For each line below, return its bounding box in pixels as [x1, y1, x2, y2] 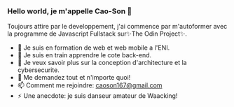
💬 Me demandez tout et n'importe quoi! [17, 73, 131, 82]
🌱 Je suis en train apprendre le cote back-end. [17, 51, 152, 59]
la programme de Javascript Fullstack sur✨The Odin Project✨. [7, 29, 187, 38]
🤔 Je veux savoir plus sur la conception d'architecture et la [17, 59, 187, 67]
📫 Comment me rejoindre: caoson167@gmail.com [17, 81, 163, 90]
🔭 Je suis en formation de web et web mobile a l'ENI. [17, 43, 170, 52]
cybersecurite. [17, 66, 60, 74]
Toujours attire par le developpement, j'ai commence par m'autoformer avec [7, 22, 228, 31]
